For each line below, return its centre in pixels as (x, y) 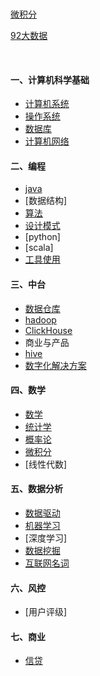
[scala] (39, 248)
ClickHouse (48, 330)
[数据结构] (46, 201)
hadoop (40, 319)
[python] (42, 237)
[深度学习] (46, 538)
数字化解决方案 (55, 365)
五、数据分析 (36, 489)
